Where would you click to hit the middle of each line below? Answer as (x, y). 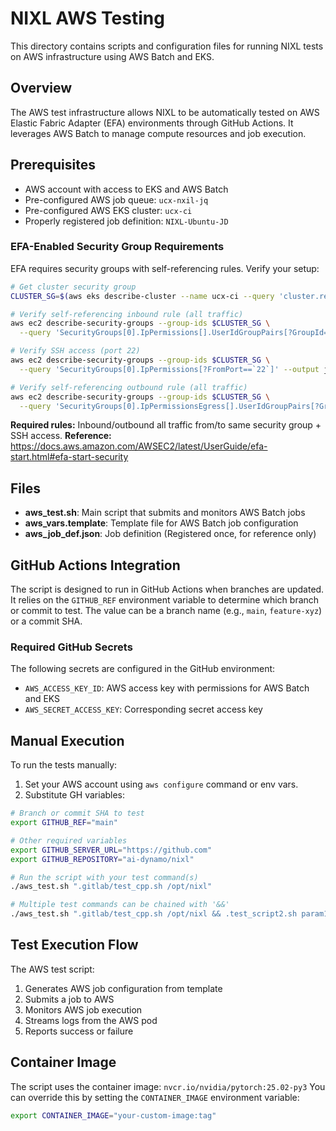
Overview (41, 88)
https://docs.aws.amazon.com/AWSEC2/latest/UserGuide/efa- (139, 446)
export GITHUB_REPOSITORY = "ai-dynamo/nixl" (102, 859)
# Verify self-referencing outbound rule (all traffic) (129, 387)
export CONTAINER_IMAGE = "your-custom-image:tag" (113, 1115)
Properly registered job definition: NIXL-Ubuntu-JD (126, 221)
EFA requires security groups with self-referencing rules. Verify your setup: (165, 268)
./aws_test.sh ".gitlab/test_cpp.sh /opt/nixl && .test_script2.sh (154, 914)
